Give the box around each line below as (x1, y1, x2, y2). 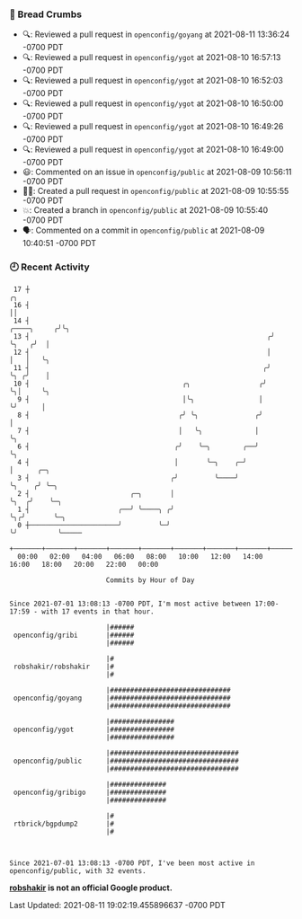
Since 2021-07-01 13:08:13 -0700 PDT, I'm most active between (9, 599, 252, 608)
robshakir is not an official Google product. (9, 882, 173, 893)
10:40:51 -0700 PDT (22, 238, 97, 249)
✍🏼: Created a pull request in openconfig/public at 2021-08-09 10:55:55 (22, 186, 289, 197)
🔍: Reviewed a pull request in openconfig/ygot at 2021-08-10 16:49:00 (22, 144, 285, 155)
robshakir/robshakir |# (13, 662, 115, 671)
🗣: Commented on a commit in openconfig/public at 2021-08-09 (22, 225, 265, 236)
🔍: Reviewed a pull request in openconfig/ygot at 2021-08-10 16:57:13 (22, 52, 281, 63)
